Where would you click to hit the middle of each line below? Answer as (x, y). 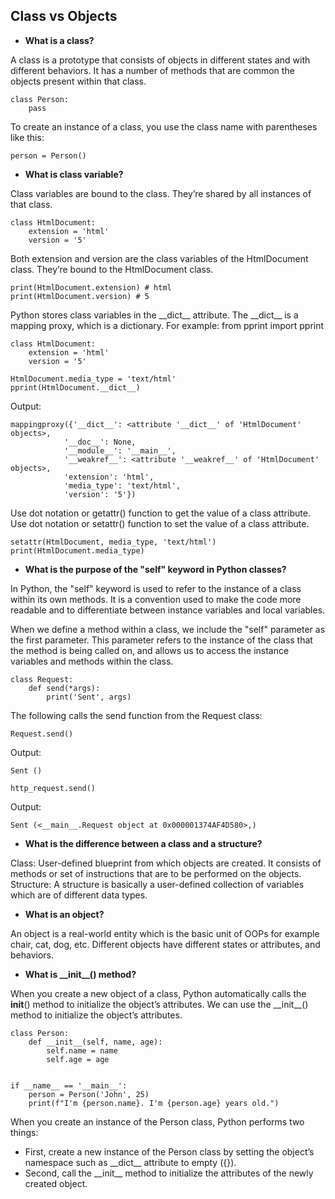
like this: (27, 137)
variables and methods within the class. (92, 661)
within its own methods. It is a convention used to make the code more (156, 599)
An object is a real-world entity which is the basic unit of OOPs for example (165, 933)
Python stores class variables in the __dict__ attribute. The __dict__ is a (154, 315)
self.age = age (78, 1059)
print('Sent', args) (89, 697)
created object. (56, 1183)
